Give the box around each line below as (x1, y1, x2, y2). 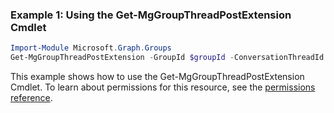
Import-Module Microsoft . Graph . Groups (10, 43, 172, 53)
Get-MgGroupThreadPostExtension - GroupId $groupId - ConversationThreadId (10, 53, 325, 63)
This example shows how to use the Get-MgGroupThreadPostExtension (10, 71, 305, 83)
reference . (10, 92, 53, 104)
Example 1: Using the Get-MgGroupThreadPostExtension (10, 8, 292, 22)
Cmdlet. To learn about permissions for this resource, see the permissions (10, 81, 316, 93)
